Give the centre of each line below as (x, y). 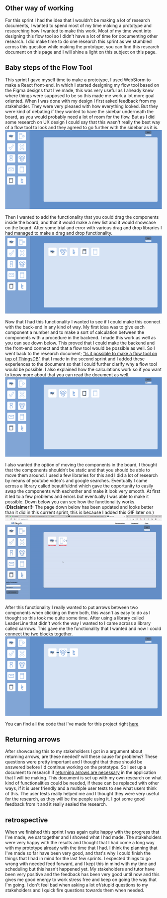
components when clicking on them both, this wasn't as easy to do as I (78, 612)
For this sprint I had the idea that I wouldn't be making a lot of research (78, 20)
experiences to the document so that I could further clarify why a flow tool (81, 364)
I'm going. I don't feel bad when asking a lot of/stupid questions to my (77, 885)
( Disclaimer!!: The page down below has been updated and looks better (79, 507)
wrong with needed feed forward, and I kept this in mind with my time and (81, 864)
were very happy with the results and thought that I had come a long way (80, 843)
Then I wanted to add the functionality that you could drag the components (82, 217)
